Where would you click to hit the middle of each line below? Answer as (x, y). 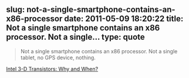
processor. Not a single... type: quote (75, 37)
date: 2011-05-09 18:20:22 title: (124, 19)
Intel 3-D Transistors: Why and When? (52, 69)
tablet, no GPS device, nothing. (58, 57)
